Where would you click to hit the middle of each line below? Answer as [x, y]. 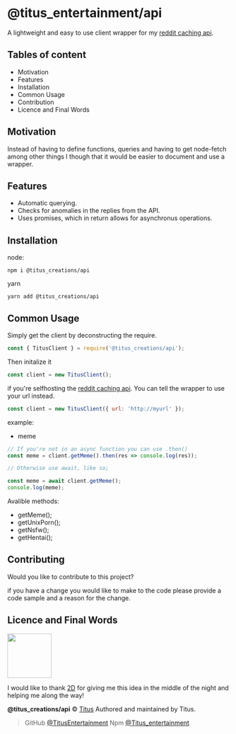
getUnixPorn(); [39, 522]
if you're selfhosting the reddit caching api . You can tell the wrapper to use [116, 388]
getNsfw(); [33, 530]
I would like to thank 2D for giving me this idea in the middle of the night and [118, 687]
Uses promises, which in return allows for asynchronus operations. [115, 218]
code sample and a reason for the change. [69, 598]
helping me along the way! [46, 695]
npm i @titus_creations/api [49, 270]
